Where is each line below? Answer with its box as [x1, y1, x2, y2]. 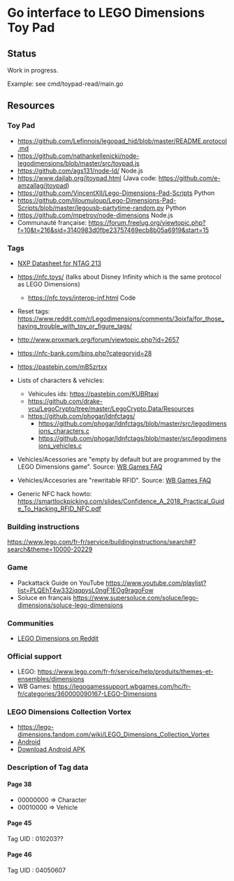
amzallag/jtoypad [17, 181, 68, 189]
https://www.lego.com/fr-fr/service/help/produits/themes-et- [37, 667, 214, 676]
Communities [7, 618, 54, 628]
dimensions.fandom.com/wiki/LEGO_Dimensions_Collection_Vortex [17, 730, 210, 738]
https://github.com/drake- [27, 397, 103, 405]
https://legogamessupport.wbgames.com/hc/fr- [52, 683, 191, 691]
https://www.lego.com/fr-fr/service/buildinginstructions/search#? [7, 538, 196, 546]
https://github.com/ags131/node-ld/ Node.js [17, 166, 143, 175]
